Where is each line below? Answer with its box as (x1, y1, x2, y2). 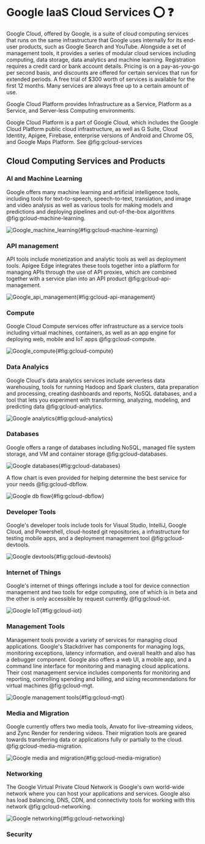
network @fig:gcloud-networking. (6, 803, 92, 810)
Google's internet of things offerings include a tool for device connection (6, 582, 190, 589)
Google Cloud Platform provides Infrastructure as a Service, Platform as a (6, 100, 192, 108)
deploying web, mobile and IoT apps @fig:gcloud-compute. (6, 336, 156, 343)
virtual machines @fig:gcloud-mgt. (6, 682, 94, 689)
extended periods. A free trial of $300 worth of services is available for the (6, 75, 195, 83)
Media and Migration (6, 709, 69, 717)
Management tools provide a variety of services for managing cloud (6, 636, 177, 644)
